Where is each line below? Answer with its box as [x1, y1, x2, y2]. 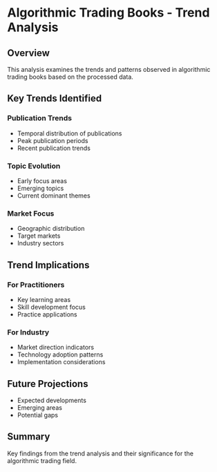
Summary [7, 431, 50, 443]
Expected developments [17, 396, 86, 405]
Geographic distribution [17, 225, 85, 233]
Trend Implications [7, 259, 90, 271]
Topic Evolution [7, 161, 61, 171]
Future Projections [7, 378, 88, 390]
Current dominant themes [17, 191, 91, 200]
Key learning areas [17, 295, 71, 303]
